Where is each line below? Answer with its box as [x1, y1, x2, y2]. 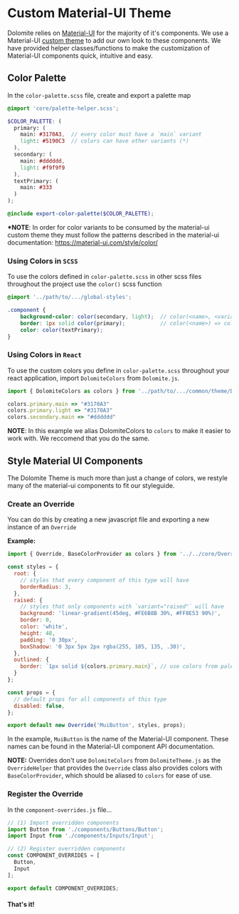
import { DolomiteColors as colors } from [7, 387, 135, 395]
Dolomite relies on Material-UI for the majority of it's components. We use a [7, 29, 229, 37]
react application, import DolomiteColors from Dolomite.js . [7, 373, 180, 382]
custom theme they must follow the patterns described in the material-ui [7, 230, 219, 239]
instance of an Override [7, 523, 77, 532]
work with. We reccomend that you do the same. [7, 434, 150, 443]
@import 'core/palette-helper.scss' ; [7, 105, 119, 112]
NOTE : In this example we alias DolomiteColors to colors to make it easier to [7, 427, 231, 435]
